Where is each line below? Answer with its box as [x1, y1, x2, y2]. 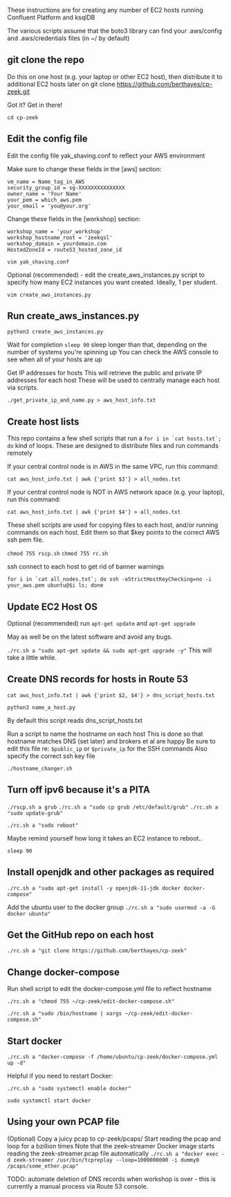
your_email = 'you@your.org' [7, 203, 91, 209]
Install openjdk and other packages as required [7, 866, 214, 878]
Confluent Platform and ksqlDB [7, 13, 95, 21]
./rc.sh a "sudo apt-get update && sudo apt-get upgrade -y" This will [7, 646, 212, 655]
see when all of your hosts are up [7, 355, 102, 363]
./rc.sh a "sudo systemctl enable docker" [7, 1085, 131, 1092]
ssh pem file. [7, 535, 44, 544]
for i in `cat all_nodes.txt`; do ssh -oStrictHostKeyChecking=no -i [7, 576, 212, 583]
